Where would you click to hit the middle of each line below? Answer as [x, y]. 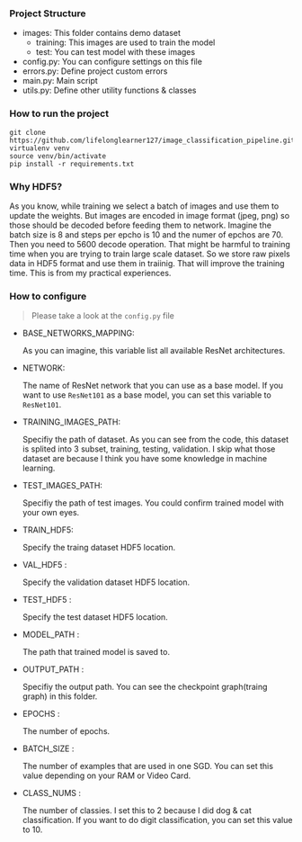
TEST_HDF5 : [47, 600]
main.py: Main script [60, 81]
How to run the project [59, 113]
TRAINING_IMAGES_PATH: [71, 422]
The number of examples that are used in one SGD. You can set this [148, 766]
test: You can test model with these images [115, 52]
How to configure [48, 296]
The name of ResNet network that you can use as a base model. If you [153, 386]
